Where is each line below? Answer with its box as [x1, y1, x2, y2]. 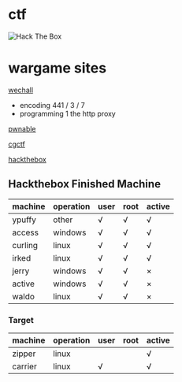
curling [12, 239, 38, 250]
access [12, 227, 39, 238]
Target [8, 314, 34, 325]
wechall [8, 85, 34, 95]
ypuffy [12, 214, 37, 225]
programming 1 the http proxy [19, 109, 116, 118]
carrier [12, 361, 37, 372]
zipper [12, 348, 36, 359]
